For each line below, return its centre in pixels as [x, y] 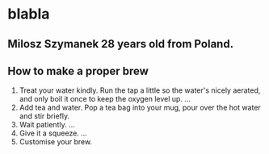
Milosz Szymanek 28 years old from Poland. [121, 44]
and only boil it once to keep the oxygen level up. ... [105, 99]
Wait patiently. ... [47, 125]
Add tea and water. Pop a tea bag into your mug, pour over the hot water [140, 108]
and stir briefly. [44, 116]
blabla [29, 14]
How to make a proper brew [78, 71]
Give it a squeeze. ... [53, 133]
